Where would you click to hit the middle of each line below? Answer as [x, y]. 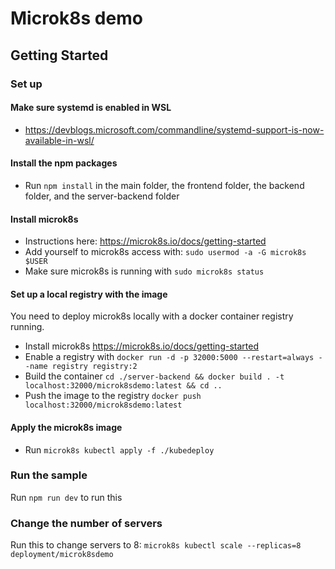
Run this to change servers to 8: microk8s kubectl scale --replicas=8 [156, 545]
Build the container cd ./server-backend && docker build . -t [154, 376]
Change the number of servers [86, 523]
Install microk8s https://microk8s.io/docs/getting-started [141, 346]
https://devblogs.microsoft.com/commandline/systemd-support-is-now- [174, 129]
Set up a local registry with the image [89, 294]
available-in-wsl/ [59, 140]
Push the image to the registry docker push [113, 396]
